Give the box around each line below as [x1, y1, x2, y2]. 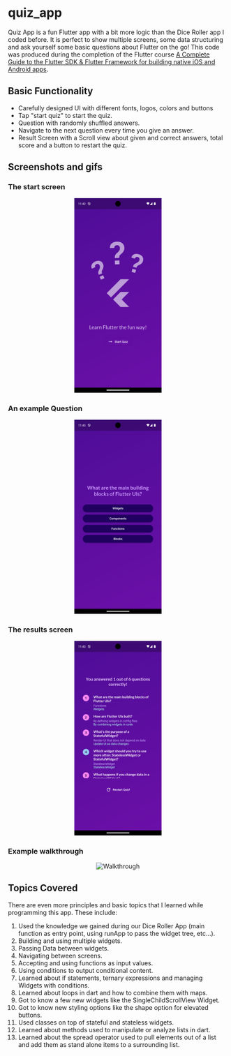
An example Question [8, 403, 83, 413]
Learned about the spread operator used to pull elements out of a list [17, 1033, 216, 1041]
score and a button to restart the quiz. [17, 141, 128, 149]
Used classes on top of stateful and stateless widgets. [17, 1018, 174, 1027]
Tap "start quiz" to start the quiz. [17, 111, 112, 119]
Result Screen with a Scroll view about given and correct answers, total [17, 133, 223, 142]
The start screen [8, 182, 66, 192]
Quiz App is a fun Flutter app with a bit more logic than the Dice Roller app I [8, 28, 225, 36]
